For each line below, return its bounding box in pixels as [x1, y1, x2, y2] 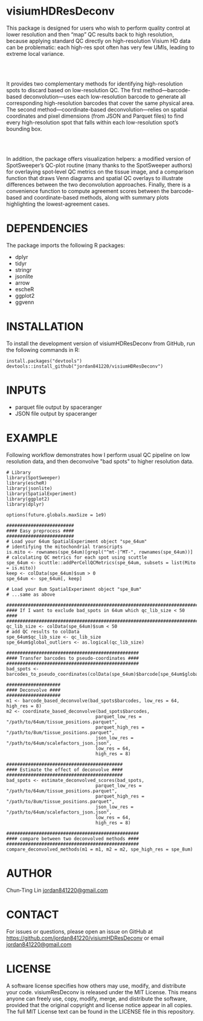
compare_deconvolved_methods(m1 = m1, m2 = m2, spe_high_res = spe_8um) [6, 846, 193, 852]
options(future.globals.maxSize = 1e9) [6, 511, 107, 518]
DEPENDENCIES [6, 221, 89, 235]
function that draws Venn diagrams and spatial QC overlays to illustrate [6, 174, 183, 181]
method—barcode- [143, 86, 191, 93]
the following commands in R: [6, 346, 80, 353]
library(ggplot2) [6, 496, 50, 502]
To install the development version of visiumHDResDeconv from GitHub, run [6, 340, 195, 347]
